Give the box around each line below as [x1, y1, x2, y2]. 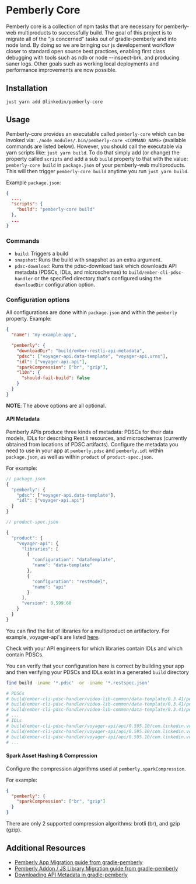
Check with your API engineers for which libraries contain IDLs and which [6, 645, 183, 652]
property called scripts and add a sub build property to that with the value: [6, 155, 188, 162]
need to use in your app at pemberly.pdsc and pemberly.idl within [6, 447, 163, 454]
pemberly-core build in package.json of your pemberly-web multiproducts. [6, 161, 185, 168]
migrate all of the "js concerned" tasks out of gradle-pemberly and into [6, 35, 177, 42]
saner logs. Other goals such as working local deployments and [6, 60, 159, 67]
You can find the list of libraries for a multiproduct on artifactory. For [6, 627, 170, 634]
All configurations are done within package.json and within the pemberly [6, 309, 178, 316]
